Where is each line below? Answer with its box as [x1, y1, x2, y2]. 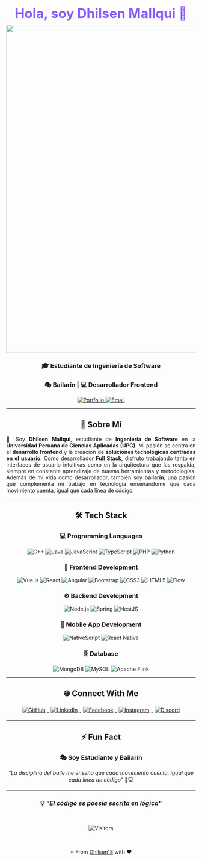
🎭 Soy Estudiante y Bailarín [60, 754, 142, 762]
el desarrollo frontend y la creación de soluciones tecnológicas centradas [6, 449, 196, 456]
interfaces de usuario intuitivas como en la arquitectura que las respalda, [6, 461, 196, 468]
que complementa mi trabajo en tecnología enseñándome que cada [6, 480, 196, 488]
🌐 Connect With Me [63, 688, 139, 699]
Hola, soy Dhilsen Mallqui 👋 [14, 5, 188, 22]
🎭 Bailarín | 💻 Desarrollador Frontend [44, 381, 158, 389]
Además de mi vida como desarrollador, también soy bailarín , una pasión [6, 474, 196, 481]
